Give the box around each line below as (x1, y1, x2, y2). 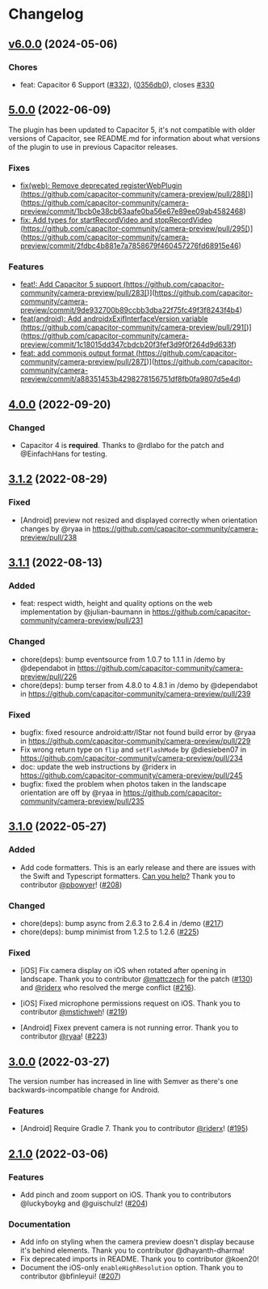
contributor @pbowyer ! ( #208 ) (19, 880, 123, 890)
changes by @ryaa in (19, 523, 91, 533)
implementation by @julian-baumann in (19, 607, 151, 617)
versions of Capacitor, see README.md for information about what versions (8, 133, 261, 143)
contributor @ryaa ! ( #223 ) (19, 1031, 108, 1041)
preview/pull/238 (19, 532, 77, 542)
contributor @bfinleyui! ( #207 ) (19, 1271, 121, 1281)
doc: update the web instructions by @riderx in (19, 762, 177, 771)
